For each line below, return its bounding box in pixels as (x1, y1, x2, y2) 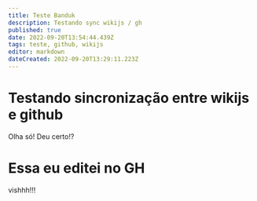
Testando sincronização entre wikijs (8, 90, 250, 107)
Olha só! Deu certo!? (8, 131, 75, 141)
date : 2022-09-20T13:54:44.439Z (8, 33, 114, 42)
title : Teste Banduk (8, 11, 76, 20)
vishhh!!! (8, 185, 36, 195)
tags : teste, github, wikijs (8, 41, 104, 49)
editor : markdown (8, 48, 65, 56)
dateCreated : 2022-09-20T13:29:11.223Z (8, 56, 139, 64)
